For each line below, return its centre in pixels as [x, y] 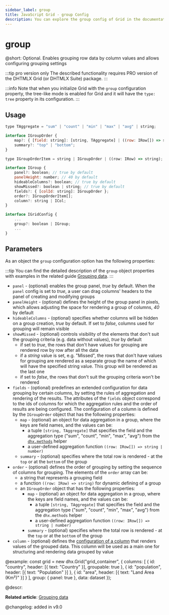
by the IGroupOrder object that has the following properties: [74, 414]
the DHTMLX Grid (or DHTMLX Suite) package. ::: [57, 79]
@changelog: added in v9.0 [34, 607]
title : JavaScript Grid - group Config [47, 15]
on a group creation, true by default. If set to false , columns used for [83, 324]
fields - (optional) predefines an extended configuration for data [80, 388]
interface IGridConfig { [31, 215]
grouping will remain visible [41, 329]
